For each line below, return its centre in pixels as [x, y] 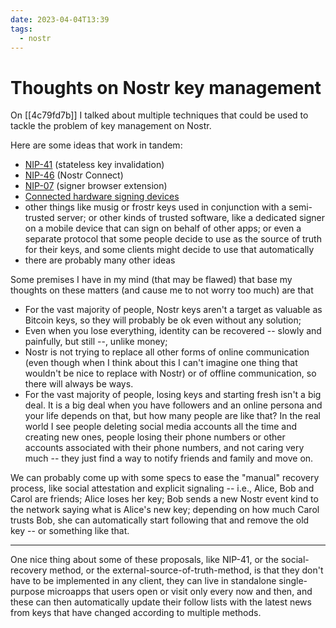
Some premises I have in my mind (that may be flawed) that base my [151, 280]
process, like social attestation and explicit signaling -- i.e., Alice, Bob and [162, 488]
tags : [21, 29]
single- [293, 581]
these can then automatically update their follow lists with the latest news [161, 602]
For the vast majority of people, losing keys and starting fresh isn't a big [173, 395]
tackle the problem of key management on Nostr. [111, 126]
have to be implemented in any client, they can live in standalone [143, 581]
